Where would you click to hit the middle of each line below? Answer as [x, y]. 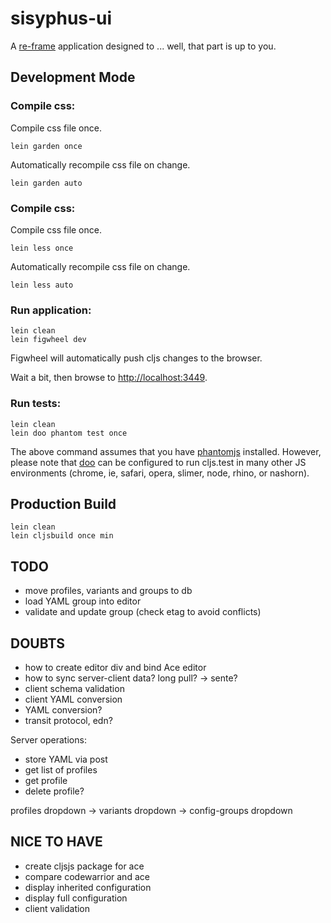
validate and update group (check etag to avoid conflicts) [143, 612]
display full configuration [76, 898]
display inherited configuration [88, 887]
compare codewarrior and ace [87, 876]
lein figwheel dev [48, 340]
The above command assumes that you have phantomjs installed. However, [166, 451]
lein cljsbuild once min [62, 536]
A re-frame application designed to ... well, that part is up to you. [143, 46]
